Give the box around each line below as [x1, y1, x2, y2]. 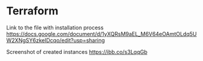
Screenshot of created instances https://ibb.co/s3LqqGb [6, 48, 147, 55]
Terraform [6, 4, 59, 18]
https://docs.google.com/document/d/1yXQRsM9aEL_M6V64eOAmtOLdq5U [6, 30, 197, 37]
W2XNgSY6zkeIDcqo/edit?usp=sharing [6, 36, 105, 44]
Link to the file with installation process [6, 24, 104, 31]
